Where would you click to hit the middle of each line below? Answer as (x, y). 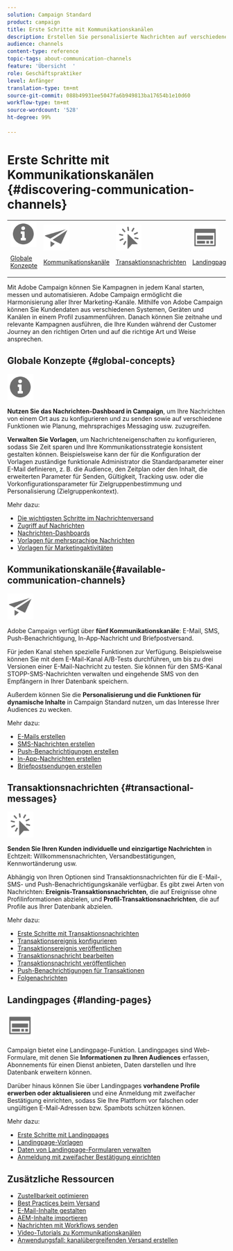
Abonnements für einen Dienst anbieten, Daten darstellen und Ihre (102, 1065)
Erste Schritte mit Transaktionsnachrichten (78, 934)
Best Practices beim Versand (59, 1203)
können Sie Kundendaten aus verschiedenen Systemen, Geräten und (106, 309)
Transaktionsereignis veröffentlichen (69, 948)
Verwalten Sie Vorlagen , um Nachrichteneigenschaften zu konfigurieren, (112, 439)
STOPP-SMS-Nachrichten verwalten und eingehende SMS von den (103, 674)
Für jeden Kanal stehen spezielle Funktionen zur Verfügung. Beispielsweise (114, 651)
